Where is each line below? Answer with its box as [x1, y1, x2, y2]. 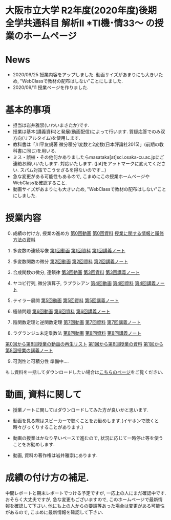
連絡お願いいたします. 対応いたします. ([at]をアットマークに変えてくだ [12, 161, 161, 167]
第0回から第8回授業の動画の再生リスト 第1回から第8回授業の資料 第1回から [5, 341, 164, 347]
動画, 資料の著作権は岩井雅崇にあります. [12, 452, 98, 458]
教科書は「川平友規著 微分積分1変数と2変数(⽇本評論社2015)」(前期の [12, 141, 160, 147]
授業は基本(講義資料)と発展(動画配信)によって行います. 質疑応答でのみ [12, 128, 161, 135]
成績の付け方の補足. [5, 472, 90, 484]
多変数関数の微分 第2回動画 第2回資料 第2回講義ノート [12, 258, 129, 264]
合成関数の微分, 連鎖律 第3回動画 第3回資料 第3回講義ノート [12, 269, 140, 275]
